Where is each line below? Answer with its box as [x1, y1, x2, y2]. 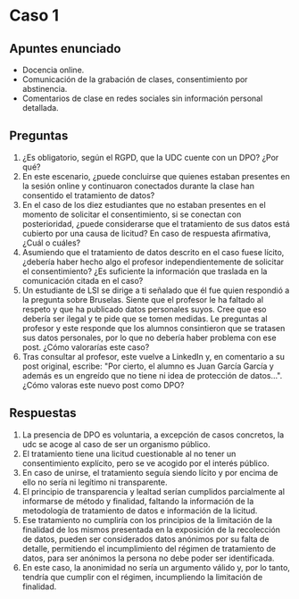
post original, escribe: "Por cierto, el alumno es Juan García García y [21, 361, 274, 371]
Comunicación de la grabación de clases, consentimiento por [21, 74, 248, 85]
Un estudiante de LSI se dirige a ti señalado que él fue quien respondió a [21, 285, 290, 295]
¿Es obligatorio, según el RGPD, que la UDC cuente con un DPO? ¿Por [21, 152, 279, 162]
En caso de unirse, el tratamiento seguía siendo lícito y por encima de [21, 467, 278, 478]
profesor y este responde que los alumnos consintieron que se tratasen [21, 322, 286, 333]
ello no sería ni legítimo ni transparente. [21, 477, 168, 487]
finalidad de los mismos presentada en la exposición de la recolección [21, 524, 281, 535]
